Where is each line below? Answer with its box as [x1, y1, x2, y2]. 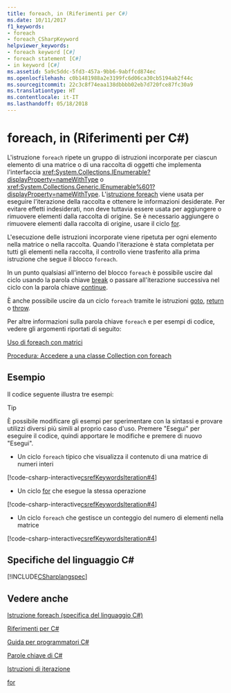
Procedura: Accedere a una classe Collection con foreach [7, 351, 172, 360]
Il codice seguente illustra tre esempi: [7, 389, 114, 398]
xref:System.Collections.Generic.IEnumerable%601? [7, 182, 156, 191]
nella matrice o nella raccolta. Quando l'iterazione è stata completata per [7, 240, 214, 248]
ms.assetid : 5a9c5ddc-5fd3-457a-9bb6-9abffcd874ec [7, 68, 156, 75]
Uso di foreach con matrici [7, 337, 83, 346]
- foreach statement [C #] [7, 55, 82, 62]
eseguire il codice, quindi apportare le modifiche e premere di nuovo [7, 431, 203, 440]
